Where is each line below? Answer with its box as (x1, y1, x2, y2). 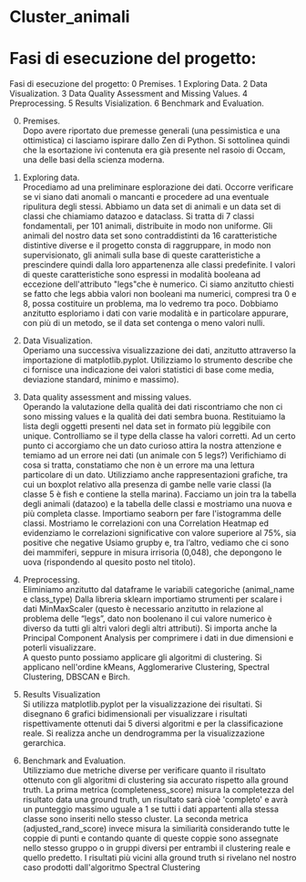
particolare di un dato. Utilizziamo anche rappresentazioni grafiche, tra (22, 469, 289, 480)
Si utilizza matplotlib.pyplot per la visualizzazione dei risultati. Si (22, 698, 262, 709)
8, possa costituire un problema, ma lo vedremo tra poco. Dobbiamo (22, 299, 279, 310)
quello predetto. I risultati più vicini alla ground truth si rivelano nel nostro (22, 852, 297, 864)
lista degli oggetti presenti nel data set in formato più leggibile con (22, 421, 271, 432)
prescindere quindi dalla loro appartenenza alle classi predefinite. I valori (22, 259, 296, 270)
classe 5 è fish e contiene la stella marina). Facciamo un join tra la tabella (22, 488, 297, 499)
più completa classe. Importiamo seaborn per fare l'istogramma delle (22, 509, 282, 520)
